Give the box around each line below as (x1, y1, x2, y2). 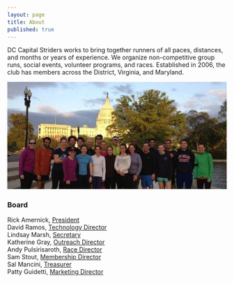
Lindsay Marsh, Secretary (7, 231, 81, 239)
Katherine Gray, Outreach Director (7, 238, 105, 247)
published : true (7, 26, 54, 33)
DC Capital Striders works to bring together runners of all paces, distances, (7, 46, 224, 54)
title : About (7, 18, 45, 26)
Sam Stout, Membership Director (7, 253, 102, 261)
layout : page (7, 11, 45, 18)
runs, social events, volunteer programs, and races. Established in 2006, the (7, 61, 226, 69)
